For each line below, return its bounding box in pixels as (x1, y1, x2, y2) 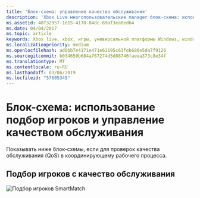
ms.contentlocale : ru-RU (6, 64, 68, 70)
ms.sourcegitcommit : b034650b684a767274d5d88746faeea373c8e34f (6, 53, 167, 59)
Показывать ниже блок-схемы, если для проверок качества (6, 146, 160, 153)
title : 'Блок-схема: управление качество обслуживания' (6, 8, 148, 15)
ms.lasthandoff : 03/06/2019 (6, 70, 76, 76)
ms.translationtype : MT (6, 58, 65, 64)
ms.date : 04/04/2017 (6, 25, 58, 32)
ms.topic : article (6, 31, 52, 37)
